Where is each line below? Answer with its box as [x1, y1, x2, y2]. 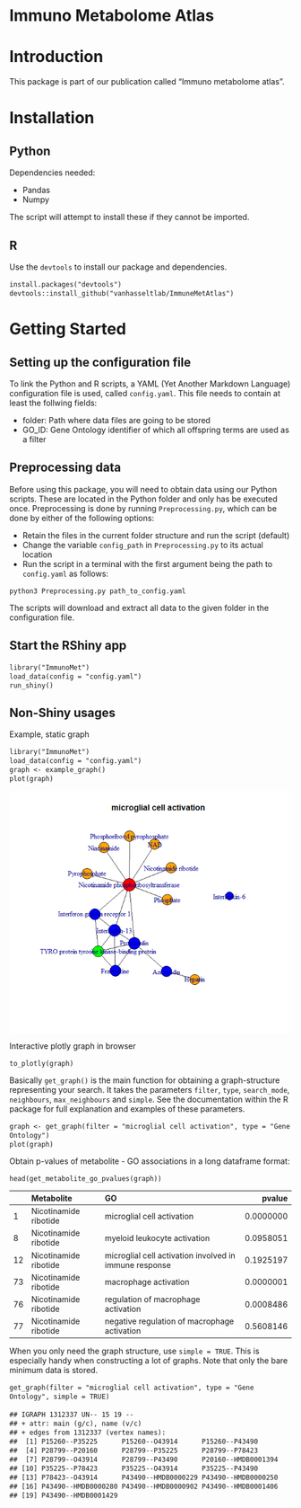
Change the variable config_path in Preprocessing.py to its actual [21, 539, 264, 550]
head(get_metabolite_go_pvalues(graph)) [9, 1175, 163, 1184]
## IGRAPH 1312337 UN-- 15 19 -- [9, 1410, 134, 1419]
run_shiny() [9, 680, 54, 690]
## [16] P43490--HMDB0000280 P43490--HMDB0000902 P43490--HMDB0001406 [9, 1482, 279, 1491]
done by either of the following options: [9, 512, 155, 523]
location [21, 549, 53, 560]
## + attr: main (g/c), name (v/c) [9, 1419, 142, 1428]
